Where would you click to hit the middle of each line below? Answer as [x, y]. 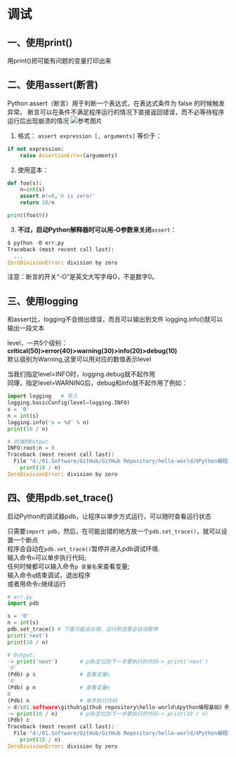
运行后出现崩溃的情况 [38, 121]
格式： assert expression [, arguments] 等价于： [90, 136]
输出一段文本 [26, 328]
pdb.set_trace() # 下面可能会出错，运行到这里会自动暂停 [83, 629]
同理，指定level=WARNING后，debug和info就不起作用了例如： [98, 383]
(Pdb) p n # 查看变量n [59, 688]
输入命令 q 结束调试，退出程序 [49, 575]
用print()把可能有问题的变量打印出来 [59, 61]
